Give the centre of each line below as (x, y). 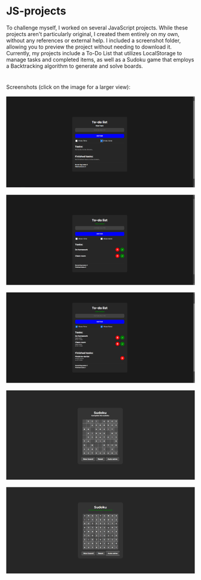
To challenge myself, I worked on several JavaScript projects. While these (97, 28)
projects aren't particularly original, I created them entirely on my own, (93, 34)
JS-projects (36, 11)
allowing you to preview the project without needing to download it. (89, 47)
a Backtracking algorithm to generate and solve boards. (75, 66)
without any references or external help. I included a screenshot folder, (94, 40)
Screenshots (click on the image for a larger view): (68, 87)
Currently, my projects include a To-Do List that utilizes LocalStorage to (94, 53)
